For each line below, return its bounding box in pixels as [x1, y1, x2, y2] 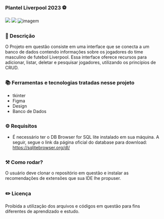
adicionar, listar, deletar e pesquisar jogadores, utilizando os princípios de [5, 59, 156, 65]
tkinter [12, 92, 26, 98]
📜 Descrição [5, 32, 35, 39]
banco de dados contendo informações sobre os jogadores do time [5, 49, 143, 55]
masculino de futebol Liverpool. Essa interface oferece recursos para [5, 54, 147, 60]
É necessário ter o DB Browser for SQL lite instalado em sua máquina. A [12, 134, 160, 140]
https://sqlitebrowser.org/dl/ [12, 144, 70, 150]
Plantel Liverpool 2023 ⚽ [5, 4, 67, 11]
